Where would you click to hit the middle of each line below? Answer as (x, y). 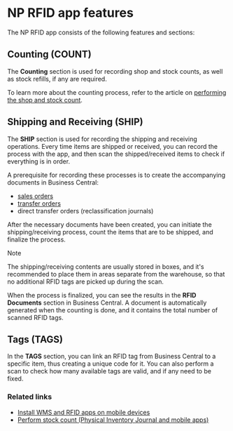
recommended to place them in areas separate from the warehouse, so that (116, 274)
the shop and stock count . (45, 100)
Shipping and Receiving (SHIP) (75, 122)
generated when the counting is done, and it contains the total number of (113, 310)
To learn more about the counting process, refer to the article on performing (117, 92)
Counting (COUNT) (50, 54)
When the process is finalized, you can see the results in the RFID (102, 295)
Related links (30, 397)
